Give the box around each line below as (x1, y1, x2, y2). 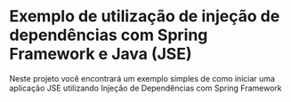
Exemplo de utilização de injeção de (9, 6, 280, 27)
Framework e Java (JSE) (9, 44, 192, 64)
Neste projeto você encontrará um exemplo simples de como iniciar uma (9, 73, 276, 83)
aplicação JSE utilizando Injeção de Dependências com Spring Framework (9, 82, 282, 93)
